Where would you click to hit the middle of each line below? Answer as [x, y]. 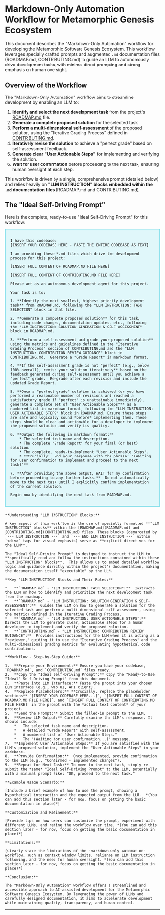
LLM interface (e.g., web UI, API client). [50, 687]
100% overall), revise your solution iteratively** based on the [79, 370]
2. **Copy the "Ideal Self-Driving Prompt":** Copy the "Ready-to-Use [80, 674]
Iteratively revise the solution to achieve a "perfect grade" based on [82, 143]
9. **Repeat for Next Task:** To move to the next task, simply [73, 765]
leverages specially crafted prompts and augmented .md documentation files [82, 54]
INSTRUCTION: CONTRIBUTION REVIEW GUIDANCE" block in [67, 353]
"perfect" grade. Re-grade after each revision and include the [79, 378]
